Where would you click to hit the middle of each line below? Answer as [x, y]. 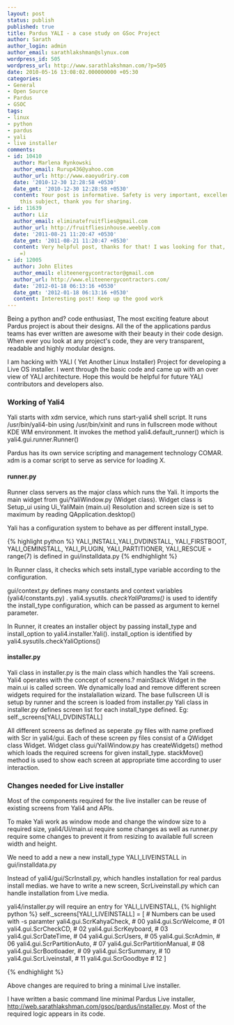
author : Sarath [29, 40]
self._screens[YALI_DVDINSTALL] [55, 717]
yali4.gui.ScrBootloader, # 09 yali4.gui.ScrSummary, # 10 [89, 951]
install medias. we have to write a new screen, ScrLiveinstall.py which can [113, 886]
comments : [22, 150]
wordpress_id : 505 [34, 59]
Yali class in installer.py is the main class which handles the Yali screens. [111, 672]
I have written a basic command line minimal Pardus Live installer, [101, 999]
